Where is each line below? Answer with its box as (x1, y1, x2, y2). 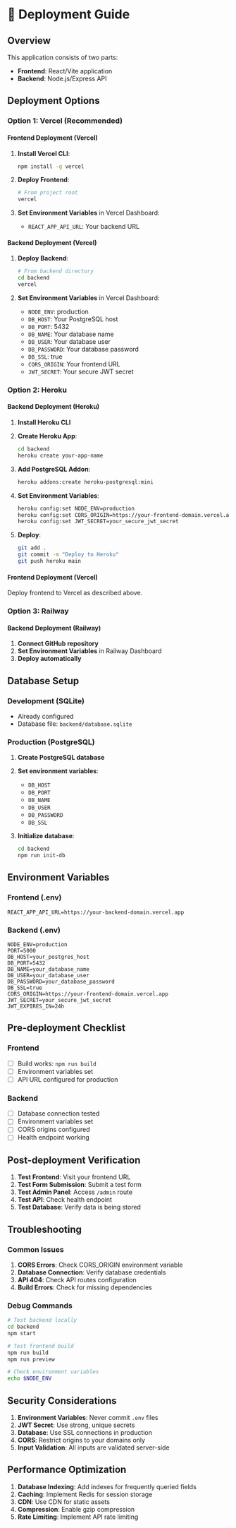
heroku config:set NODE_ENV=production (17, 505, 135, 512)
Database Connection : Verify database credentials (17, 1267, 166, 1277)
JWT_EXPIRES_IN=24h (7, 1003, 65, 1010)
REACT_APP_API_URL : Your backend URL (27, 222, 139, 231)
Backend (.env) (7, 925, 61, 935)
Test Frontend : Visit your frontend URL (17, 1173, 131, 1181)
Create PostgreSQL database (17, 753, 105, 762)
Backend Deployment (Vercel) (7, 238, 97, 246)
